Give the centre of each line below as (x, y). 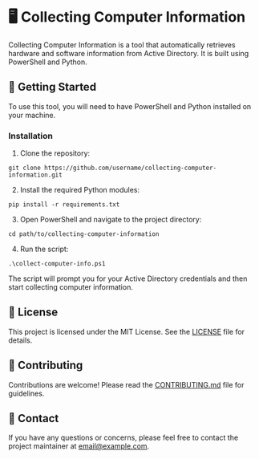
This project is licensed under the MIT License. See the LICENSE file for (127, 331)
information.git (35, 175)
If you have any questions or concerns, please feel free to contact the (123, 438)
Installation (31, 136)
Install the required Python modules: (80, 190)
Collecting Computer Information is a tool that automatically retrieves (122, 45)
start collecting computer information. (71, 287)
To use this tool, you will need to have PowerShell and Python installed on (130, 106)
